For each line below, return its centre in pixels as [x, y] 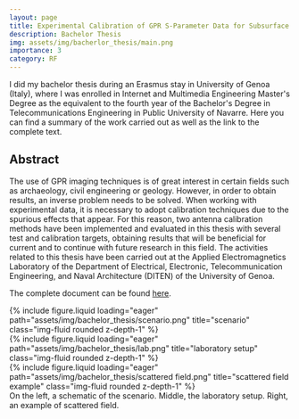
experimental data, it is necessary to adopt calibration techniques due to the [149, 209]
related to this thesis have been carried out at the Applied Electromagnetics [148, 257]
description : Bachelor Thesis [66, 34]
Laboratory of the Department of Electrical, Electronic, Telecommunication [146, 266]
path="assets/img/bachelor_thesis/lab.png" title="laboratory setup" [134, 348]
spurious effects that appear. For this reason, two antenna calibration [136, 218]
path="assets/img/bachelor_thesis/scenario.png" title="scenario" [129, 320]
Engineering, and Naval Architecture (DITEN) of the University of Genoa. [142, 275]
